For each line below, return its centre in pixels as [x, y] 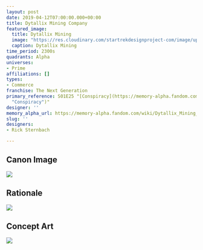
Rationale [24, 193]
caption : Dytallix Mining [44, 46]
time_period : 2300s [31, 51]
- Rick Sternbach [28, 130]
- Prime [16, 68]
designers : [20, 125]
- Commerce [20, 85]
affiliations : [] [28, 74]
